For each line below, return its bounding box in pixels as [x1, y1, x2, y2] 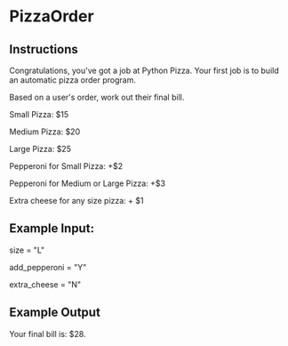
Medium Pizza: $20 [9, 126, 81, 137]
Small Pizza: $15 [9, 109, 69, 119]
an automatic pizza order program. [9, 75, 136, 85]
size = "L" [9, 245, 45, 255]
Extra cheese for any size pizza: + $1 [9, 196, 144, 205]
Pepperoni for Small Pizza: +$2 [9, 161, 123, 171]
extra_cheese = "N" [9, 278, 82, 290]
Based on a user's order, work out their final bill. [9, 92, 185, 102]
